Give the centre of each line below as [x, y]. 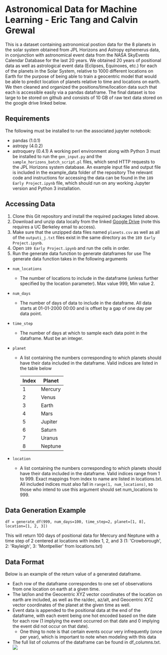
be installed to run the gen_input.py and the [57, 156]
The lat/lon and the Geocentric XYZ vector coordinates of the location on [87, 594]
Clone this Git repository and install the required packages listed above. [86, 216]
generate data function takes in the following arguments [70, 258]
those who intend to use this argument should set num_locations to [89, 489]
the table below [36, 368]
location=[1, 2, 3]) [27, 526]
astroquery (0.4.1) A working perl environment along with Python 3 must [86, 151]
